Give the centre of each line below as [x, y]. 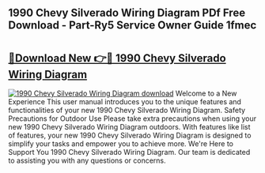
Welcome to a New [206, 93]
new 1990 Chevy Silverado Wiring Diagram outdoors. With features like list [129, 127]
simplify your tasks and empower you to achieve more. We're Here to [121, 144]
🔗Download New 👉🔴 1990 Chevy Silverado [117, 58]
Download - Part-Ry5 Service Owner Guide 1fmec [132, 26]
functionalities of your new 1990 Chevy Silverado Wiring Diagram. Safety [127, 110]
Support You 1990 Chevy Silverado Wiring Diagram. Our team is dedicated [129, 152]
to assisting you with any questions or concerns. [87, 160]
